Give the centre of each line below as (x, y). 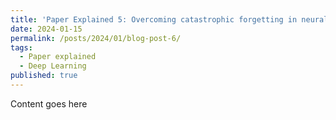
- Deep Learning (53, 66)
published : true (44, 76)
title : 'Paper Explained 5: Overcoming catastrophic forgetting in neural (169, 19)
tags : (21, 47)
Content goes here (49, 103)
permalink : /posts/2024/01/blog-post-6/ (96, 38)
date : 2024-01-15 (46, 29)
